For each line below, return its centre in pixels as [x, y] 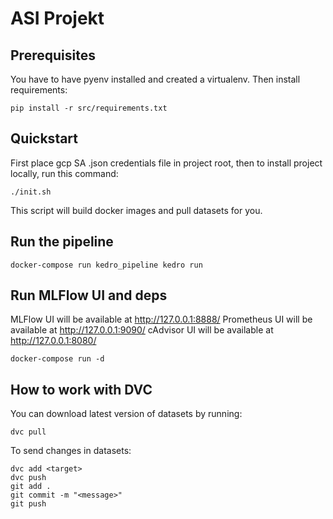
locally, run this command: [64, 173]
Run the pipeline [62, 242]
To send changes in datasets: [71, 451]
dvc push [28, 478]
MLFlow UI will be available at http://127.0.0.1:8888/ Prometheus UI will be [161, 319]
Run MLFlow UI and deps [89, 295]
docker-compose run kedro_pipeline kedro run [106, 265]
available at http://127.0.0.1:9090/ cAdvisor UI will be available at [142, 330]
